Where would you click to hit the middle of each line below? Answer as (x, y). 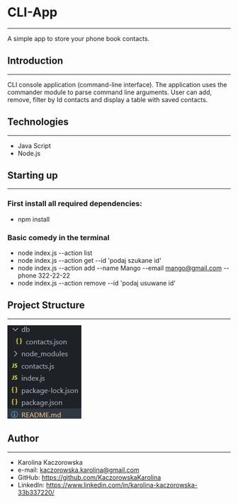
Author (23, 439)
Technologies (38, 122)
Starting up (33, 175)
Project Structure (46, 305)
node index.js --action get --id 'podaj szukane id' (89, 260)
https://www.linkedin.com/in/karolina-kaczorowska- (122, 485)
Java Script (34, 145)
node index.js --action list (55, 253)
